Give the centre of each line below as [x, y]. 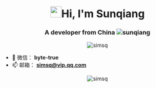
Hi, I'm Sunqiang [103, 14]
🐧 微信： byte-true [35, 58]
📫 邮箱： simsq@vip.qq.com [49, 65]
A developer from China [80, 33]
